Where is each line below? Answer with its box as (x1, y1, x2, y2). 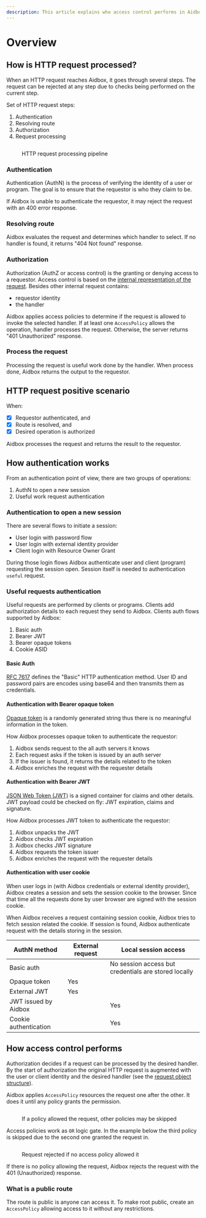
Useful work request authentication (15, 493, 105, 500)
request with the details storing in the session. (6, 927, 123, 934)
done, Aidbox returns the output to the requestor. (6, 368, 131, 375)
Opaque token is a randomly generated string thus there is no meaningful (6, 714, 191, 722)
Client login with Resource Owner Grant (15, 547, 115, 554)
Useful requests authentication (6, 587, 101, 596)
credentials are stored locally (110, 967, 193, 976)
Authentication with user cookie (6, 869, 90, 876)
